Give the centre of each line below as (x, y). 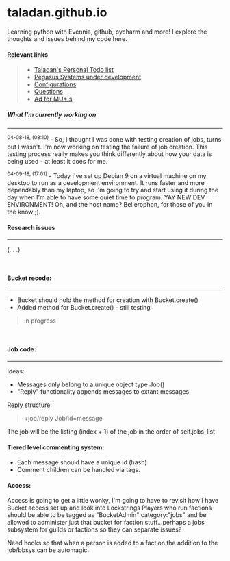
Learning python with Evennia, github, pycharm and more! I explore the (107, 32)
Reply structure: (30, 405)
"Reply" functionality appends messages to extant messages (103, 392)
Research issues (31, 228)
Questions (49, 92)
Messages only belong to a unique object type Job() (91, 384)
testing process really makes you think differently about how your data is (110, 154)
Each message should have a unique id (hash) (82, 462)
